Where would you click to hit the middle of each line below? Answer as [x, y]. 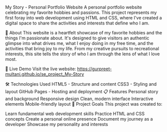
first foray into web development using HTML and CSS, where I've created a [84, 18]
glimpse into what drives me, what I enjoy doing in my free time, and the [79, 43]
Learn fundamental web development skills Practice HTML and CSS [75, 114]
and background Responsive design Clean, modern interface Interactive [79, 99]
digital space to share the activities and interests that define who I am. [77, 23]
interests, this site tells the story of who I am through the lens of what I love [82, 54]
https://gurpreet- [94, 69]
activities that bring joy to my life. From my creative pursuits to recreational [82, 49]
